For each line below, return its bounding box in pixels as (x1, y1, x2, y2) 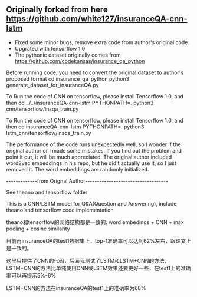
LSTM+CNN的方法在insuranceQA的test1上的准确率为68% (6, 284, 146, 291)
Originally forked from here (6, 5, 108, 15)
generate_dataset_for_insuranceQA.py (6, 81, 99, 88)
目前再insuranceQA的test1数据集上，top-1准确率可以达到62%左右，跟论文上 (6, 237, 192, 244)
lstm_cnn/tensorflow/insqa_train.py (6, 129, 91, 136)
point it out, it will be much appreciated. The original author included (6, 153, 172, 160)
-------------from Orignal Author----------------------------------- (6, 177, 169, 184)
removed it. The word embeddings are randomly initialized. (6, 166, 149, 173)
